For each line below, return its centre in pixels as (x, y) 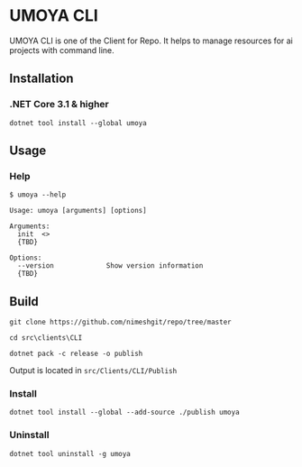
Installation (41, 79)
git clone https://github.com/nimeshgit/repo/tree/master (120, 322)
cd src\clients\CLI (46, 338)
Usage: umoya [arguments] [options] (78, 211)
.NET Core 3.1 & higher (59, 105)
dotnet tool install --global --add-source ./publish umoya (125, 412)
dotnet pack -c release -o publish (76, 354)
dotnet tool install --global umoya (78, 123)
